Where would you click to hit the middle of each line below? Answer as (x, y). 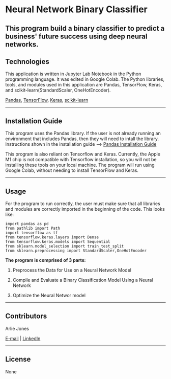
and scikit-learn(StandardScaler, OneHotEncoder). (58, 90)
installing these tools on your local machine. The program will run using (80, 165)
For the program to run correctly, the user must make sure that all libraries (83, 204)
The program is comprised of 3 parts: (46, 260)
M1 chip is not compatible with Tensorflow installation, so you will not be (81, 160)
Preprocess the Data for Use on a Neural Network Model (72, 270)
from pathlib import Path (33, 229)
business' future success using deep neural (76, 36)
